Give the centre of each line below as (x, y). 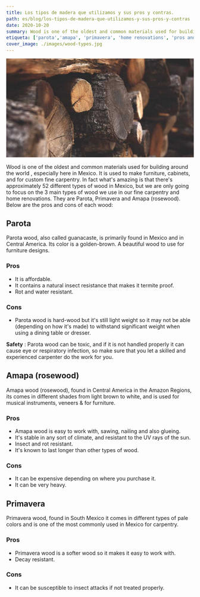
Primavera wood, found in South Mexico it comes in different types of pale (97, 518)
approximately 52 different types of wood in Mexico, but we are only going (98, 185)
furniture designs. (28, 250)
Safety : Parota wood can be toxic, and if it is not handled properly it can (95, 344)
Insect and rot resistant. (44, 444)
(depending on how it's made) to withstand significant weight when (97, 326)
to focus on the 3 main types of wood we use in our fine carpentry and (93, 192)
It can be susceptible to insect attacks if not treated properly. (90, 587)
